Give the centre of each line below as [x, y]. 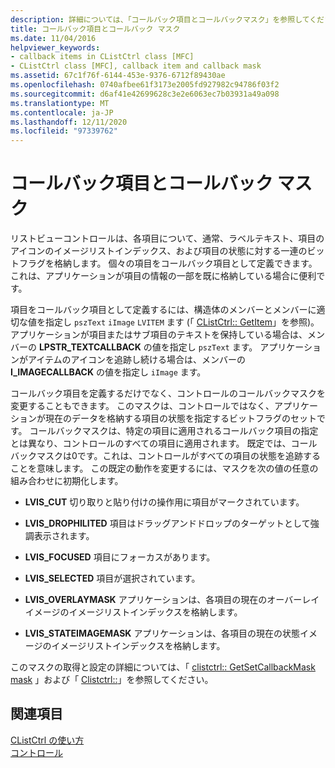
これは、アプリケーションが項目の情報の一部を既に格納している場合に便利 [163, 276]
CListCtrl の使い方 [47, 740]
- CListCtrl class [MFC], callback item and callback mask [136, 66]
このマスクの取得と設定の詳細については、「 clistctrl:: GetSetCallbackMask [163, 667]
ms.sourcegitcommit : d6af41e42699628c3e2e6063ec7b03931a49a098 [145, 94]
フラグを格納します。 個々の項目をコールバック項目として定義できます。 [168, 263]
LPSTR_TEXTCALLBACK [90, 347]
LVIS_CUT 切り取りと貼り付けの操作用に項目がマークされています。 [164, 502]
